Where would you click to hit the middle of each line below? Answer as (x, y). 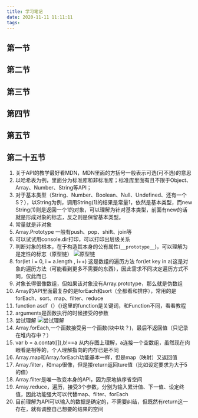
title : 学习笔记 (25, 12)
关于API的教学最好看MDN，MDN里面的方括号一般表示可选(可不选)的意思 (103, 173)
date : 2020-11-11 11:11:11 (40, 17)
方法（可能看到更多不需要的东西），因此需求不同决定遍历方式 (109, 269)
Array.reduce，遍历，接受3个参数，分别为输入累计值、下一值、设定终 (100, 387)
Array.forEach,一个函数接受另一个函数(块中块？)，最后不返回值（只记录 (102, 328)
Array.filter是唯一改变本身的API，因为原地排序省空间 (79, 380)
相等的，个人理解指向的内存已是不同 (75, 350)
